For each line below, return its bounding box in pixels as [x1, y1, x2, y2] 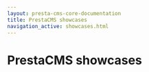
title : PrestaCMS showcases [7, 16, 88, 23]
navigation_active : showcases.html [7, 23, 109, 29]
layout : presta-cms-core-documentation [7, 10, 122, 17]
